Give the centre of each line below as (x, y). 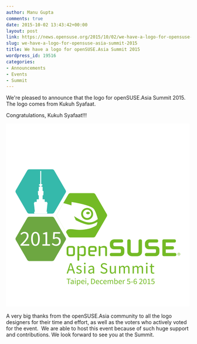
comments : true (25, 18)
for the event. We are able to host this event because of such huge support (97, 329)
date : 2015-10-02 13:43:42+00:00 (47, 25)
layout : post (22, 31)
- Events (17, 74)
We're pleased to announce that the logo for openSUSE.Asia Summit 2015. (96, 98)
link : (13, 37)
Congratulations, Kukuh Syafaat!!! (47, 115)
